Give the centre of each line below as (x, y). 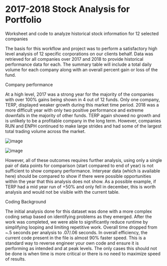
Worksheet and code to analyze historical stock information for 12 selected (82, 33)
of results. (15, 259)
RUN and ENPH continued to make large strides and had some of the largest (83, 126)
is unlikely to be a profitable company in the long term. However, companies (83, 121)
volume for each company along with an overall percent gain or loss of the (82, 69)
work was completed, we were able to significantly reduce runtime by (77, 222)
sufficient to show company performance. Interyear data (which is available (83, 171)
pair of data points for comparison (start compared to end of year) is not (79, 165)
